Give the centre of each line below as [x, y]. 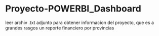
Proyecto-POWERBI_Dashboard [73, 9]
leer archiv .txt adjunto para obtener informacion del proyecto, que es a [80, 22]
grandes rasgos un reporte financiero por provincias [60, 27]
